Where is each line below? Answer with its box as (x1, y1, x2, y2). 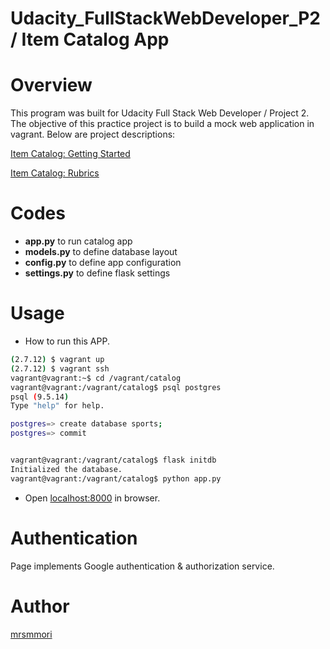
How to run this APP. (24, 335, 110, 347)
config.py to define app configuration (24, 257, 182, 269)
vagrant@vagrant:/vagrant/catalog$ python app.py (10, 473, 222, 484)
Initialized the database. (10, 464, 123, 474)
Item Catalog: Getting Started (10, 148, 131, 160)
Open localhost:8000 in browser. (24, 492, 161, 504)
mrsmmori (10, 628, 53, 640)
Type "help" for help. (10, 401, 105, 411)
